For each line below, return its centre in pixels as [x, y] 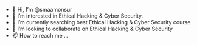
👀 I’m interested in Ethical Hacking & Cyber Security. [78, 16]
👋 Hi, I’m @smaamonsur [42, 9]
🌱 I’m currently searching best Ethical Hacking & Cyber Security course [101, 22]
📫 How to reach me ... [40, 36]
